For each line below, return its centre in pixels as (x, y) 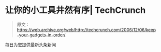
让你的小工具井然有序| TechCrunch (75, 10)
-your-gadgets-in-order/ (41, 35)
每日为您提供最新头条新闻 (30, 44)
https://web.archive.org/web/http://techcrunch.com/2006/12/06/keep (86, 30)
